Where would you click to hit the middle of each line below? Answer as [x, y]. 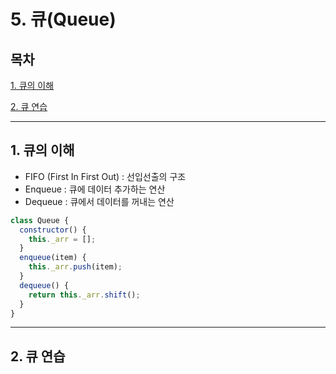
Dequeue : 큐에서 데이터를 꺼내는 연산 [99, 201]
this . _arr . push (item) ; [75, 267]
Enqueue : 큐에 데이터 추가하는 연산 [95, 189]
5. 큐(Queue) [63, 19]
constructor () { [53, 230]
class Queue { [40, 220]
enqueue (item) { [53, 258]
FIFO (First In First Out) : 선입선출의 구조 [105, 176]
